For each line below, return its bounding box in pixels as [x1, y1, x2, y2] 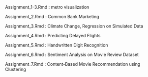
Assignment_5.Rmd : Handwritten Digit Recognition [5, 42, 108, 48]
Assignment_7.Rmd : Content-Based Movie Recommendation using [5, 61, 141, 67]
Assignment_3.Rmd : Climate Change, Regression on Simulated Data [5, 23, 144, 29]
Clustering [5, 66, 26, 72]
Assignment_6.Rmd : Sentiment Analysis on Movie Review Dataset [5, 51, 139, 57]
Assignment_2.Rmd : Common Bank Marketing [5, 14, 99, 19]
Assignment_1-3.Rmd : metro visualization [5, 4, 89, 10]
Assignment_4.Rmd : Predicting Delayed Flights [5, 33, 101, 38]
